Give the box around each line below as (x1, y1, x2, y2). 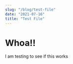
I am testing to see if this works (5, 53, 69, 59)
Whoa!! (5, 37, 36, 48)
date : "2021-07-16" (5, 12, 45, 17)
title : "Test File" (5, 16, 45, 21)
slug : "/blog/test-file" (5, 7, 56, 12)
